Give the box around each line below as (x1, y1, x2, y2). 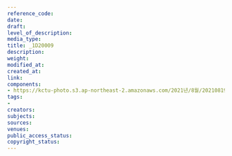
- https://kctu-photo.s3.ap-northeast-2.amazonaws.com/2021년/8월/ (7, 87, 202, 94)
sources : (7, 119, 32, 126)
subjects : (7, 113, 36, 119)
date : (7, 17, 23, 23)
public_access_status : (7, 132, 72, 139)
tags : (7, 94, 23, 101)
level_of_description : (7, 29, 72, 37)
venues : (7, 126, 30, 133)
